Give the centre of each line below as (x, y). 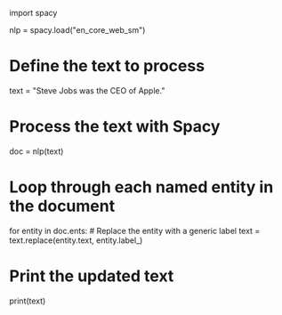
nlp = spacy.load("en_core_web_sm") (77, 30)
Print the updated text (92, 276)
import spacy (33, 13)
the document (62, 206)
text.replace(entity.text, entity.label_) (76, 240)
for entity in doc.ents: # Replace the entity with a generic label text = (135, 230)
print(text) (28, 301)
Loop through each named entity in (141, 187)
